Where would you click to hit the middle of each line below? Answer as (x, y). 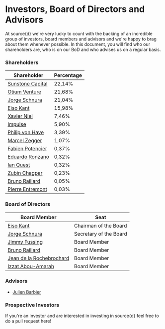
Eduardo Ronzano (29, 157)
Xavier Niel (20, 116)
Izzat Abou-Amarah (31, 266)
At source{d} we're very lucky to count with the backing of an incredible (79, 33)
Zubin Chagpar (25, 173)
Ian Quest (19, 165)
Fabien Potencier (27, 149)
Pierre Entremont (27, 189)
